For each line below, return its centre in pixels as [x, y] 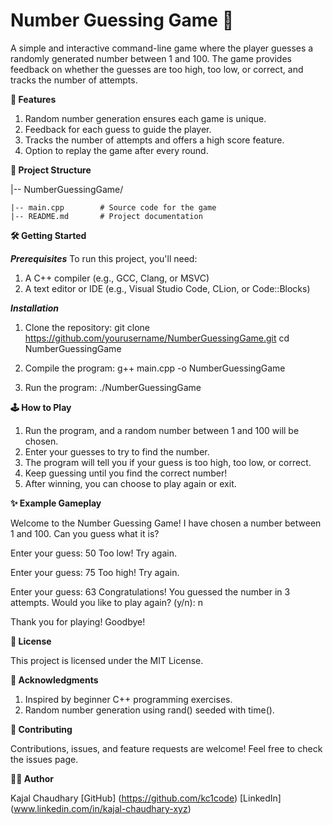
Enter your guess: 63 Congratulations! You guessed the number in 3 [150, 591]
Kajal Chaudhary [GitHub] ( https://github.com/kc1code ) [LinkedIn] [146, 798]
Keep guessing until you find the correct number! [126, 473]
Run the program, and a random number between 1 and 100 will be [162, 430]
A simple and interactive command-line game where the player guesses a [162, 48]
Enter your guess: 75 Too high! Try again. [95, 572]
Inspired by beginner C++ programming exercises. [128, 699]
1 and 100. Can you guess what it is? [85, 533]
